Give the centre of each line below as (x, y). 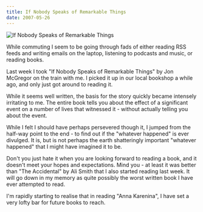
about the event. (27, 115)
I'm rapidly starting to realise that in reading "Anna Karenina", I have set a (98, 196)
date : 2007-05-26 (28, 18)
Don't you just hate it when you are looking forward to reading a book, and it (101, 158)
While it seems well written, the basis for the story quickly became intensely (101, 96)
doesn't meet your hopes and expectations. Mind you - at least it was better (101, 165)
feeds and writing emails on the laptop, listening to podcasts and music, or (100, 53)
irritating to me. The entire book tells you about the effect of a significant (97, 102)
